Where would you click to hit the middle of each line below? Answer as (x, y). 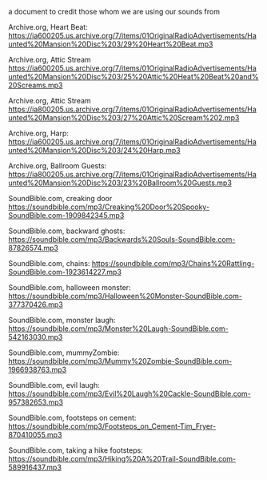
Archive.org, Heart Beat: (48, 27)
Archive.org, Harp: (39, 133)
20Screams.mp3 (36, 85)
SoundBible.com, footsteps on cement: (72, 417)
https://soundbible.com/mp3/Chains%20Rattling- (173, 263)
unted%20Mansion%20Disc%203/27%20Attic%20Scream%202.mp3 (124, 118)
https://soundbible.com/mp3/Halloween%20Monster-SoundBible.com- (125, 296)
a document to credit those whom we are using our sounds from (114, 12)
